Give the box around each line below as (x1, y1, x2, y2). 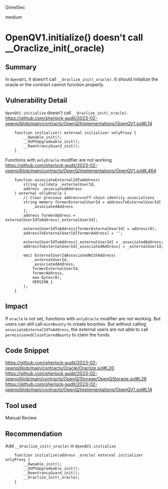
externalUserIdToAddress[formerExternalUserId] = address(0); (23, 226, 157, 231)
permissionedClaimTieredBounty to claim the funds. (5, 331, 111, 337)
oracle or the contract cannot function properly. (5, 82, 104, 88)
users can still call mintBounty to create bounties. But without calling (5, 321, 146, 327)
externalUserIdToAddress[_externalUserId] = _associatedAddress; (23, 239, 164, 245)
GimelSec (5, 5, 25, 10)
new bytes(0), (32, 275, 62, 280)
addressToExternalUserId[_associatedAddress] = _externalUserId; (23, 244, 164, 249)
